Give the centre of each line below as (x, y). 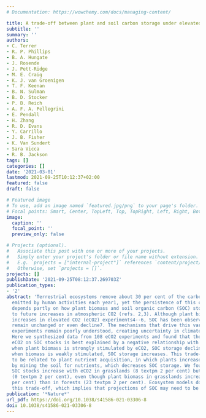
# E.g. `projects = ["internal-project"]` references (79, 262)
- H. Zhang (20, 120)
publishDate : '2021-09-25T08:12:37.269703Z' (64, 280)
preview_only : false (38, 234)
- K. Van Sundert (29, 143)
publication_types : (31, 286)
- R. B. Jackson (27, 154)
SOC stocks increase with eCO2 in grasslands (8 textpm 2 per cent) (101, 371)
